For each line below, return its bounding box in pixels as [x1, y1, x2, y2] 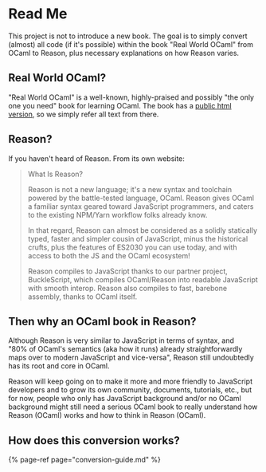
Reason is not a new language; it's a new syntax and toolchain [27, 184, 233, 194]
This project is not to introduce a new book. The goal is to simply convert [8, 31, 248, 41]
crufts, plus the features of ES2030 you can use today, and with [27, 242, 237, 252]
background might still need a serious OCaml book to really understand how [8, 402, 258, 411]
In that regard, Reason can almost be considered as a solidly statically [27, 225, 257, 235]
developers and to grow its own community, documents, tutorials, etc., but [8, 385, 252, 395]
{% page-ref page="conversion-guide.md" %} [8, 455, 162, 465]
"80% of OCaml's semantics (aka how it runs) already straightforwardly [8, 344, 243, 354]
